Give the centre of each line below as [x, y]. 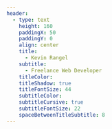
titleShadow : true [45, 83]
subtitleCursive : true [51, 102]
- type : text [31, 20]
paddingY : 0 [36, 39]
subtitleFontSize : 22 [49, 109]
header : [18, 13]
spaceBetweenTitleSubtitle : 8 [62, 115]
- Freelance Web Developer [63, 70]
